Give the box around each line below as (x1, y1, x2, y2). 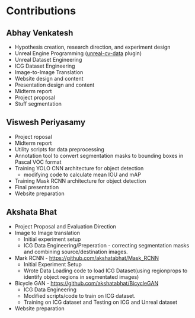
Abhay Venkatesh (6, 28, 73, 38)
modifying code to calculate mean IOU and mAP (23, 171, 141, 178)
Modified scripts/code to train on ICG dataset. (23, 292, 136, 299)
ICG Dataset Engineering (14, 62, 75, 69)
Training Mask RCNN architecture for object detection (14, 177, 146, 185)
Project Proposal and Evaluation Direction (14, 222, 117, 230)
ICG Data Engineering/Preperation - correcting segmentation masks (23, 241, 190, 249)
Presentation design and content (14, 81, 95, 88)
